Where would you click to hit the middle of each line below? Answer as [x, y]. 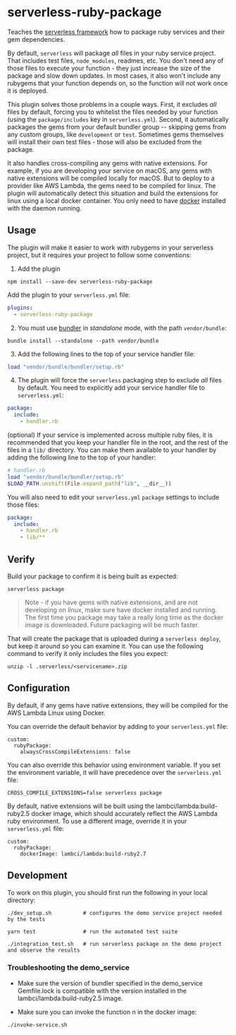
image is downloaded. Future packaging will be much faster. [112, 625]
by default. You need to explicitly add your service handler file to [111, 388]
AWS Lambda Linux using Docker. [56, 713]
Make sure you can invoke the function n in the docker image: [107, 1012]
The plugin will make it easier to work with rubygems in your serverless [110, 247]
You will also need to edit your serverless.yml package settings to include [113, 497]
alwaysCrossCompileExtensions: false [75, 752]
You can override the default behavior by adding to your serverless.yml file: [118, 726]
